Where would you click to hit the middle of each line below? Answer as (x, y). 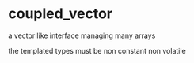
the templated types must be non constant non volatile (97, 50)
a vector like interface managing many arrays (82, 35)
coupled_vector (61, 14)
